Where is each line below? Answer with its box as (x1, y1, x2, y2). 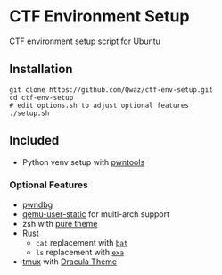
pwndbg (21, 199, 53, 210)
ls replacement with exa (35, 246, 125, 257)
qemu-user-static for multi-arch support (21, 208, 170, 220)
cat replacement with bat (35, 237, 128, 247)
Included (9, 133, 60, 148)
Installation (9, 62, 73, 77)
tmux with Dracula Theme (21, 256, 118, 267)
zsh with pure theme (21, 218, 98, 229)
